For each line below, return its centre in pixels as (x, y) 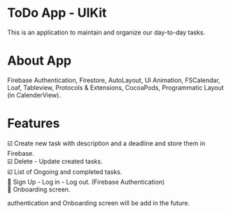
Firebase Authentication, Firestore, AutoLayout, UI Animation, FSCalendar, (114, 80)
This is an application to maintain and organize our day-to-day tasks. (106, 32)
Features (34, 123)
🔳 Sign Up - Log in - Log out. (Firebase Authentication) (86, 182)
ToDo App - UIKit (57, 13)
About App (40, 61)
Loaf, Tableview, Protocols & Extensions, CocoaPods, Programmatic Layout (115, 87)
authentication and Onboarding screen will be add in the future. (99, 203)
